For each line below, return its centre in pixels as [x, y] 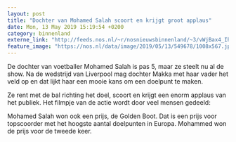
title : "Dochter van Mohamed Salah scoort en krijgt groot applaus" [110, 20]
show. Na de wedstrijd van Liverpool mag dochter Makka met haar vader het [118, 74]
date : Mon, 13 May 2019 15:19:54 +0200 [66, 27]
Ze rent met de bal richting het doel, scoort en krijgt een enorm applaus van [117, 95]
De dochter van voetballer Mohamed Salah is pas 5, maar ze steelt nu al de [116, 66]
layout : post [26, 14]
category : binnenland [39, 33]
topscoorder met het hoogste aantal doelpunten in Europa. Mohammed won [117, 123]
